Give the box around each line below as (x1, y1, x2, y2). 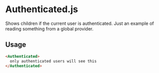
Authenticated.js (5, 4, 78, 15)
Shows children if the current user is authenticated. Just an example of (5, 20, 154, 26)
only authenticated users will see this (10, 58, 97, 64)
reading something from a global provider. (5, 25, 94, 31)
